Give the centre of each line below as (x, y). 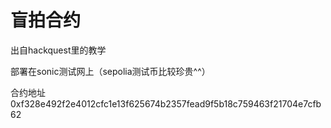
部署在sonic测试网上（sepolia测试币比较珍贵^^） (110, 71)
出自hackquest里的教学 (58, 50)
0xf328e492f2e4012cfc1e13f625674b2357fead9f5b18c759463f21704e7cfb (166, 103)
